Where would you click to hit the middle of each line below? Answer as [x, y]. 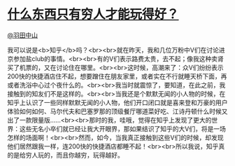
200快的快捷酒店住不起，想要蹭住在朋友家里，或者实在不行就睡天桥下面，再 [117, 76]
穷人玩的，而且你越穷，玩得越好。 [74, 155]
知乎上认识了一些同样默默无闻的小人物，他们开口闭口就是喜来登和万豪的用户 [117, 102]
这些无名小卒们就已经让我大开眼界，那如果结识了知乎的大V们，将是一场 [122, 129]
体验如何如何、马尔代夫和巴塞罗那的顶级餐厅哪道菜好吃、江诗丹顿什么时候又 [117, 111]
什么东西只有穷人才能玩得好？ [93, 14]
